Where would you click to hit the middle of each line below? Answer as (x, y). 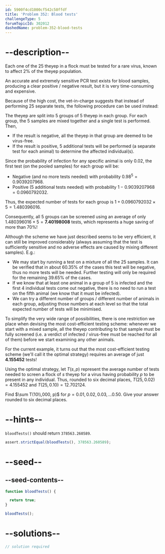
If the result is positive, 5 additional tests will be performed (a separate (84, 146)
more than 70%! (21, 227)
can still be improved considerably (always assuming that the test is (74, 242)
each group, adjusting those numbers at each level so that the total (80, 304)
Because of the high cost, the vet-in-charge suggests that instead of (75, 101)
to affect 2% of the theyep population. (44, 71)
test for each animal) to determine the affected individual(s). (73, 151)
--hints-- (24, 419)
